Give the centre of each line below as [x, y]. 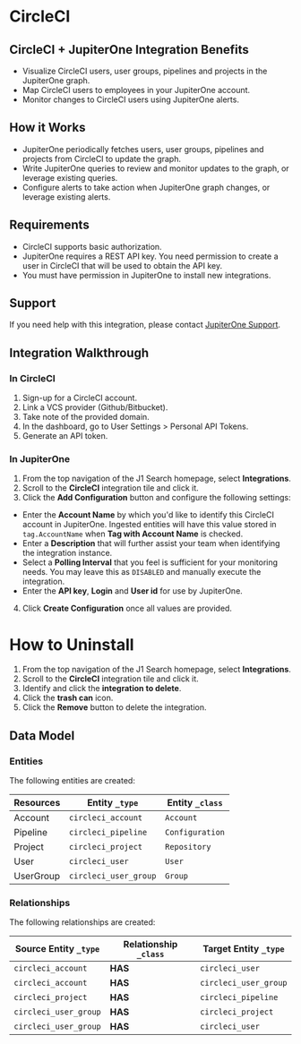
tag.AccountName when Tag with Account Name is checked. [133, 534]
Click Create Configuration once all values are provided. [127, 608]
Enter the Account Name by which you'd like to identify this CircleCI [148, 515]
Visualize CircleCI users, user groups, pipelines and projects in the [145, 71]
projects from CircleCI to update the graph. [102, 158]
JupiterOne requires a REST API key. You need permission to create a [150, 256]
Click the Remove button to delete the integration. [114, 707]
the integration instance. [67, 553]
